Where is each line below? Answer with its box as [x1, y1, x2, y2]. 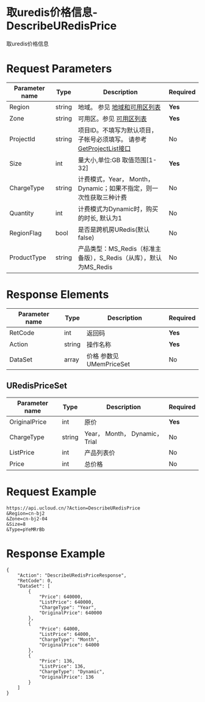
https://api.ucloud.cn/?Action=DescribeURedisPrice [6, 505, 140, 511]
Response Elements [6, 288, 109, 301]
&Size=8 [6, 521, 26, 527]
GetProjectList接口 [77, 144, 131, 153]
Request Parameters [6, 62, 112, 76]
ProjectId [9, 135, 35, 143]
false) [77, 233, 95, 242]
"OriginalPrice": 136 [38, 674, 95, 680]
